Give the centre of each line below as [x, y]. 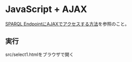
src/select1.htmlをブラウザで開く [40, 54]
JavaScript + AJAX [46, 9]
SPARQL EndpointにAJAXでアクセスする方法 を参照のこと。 [67, 24]
